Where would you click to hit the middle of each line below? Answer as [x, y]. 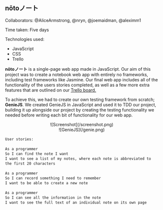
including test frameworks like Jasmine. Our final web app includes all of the [81, 79]
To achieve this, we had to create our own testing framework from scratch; [80, 99]
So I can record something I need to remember [53, 178]
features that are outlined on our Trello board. [51, 90]
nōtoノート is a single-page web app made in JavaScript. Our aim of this [78, 69]
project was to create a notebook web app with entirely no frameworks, [77, 75]
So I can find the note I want [37, 154]
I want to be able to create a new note [47, 183]
